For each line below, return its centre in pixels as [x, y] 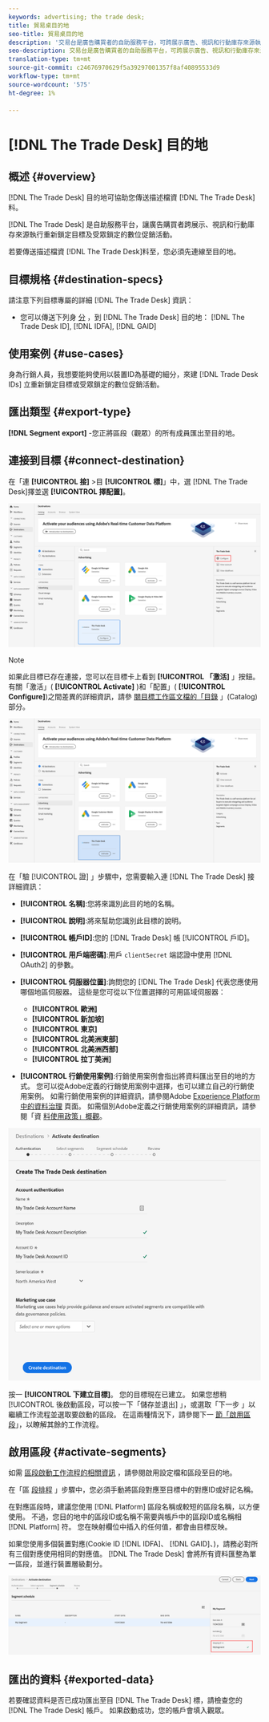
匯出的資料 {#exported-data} [81, 1679]
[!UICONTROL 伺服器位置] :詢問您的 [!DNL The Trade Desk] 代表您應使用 [139, 982]
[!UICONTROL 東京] [64, 1029]
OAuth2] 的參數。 [49, 964]
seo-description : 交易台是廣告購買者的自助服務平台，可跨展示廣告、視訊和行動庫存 [131, 51]
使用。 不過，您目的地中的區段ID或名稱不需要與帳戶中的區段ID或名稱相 [125, 1517]
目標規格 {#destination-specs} [86, 280]
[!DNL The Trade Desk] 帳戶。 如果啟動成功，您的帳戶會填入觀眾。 [118, 1710]
